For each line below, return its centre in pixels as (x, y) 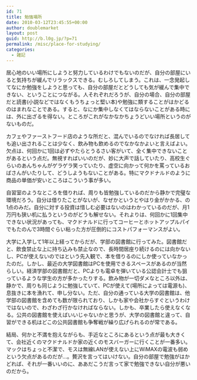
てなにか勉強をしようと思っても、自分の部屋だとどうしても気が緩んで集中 (95, 87)
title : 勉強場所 (24, 17)
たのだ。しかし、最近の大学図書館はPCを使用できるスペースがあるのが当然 (96, 263)
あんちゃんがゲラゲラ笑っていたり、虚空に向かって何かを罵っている (103, 165)
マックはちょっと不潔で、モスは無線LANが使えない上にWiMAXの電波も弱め (97, 349)
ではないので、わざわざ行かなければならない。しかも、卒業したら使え (91, 307)
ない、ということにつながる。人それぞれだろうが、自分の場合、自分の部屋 (101, 94)
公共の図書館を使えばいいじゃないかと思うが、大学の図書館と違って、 (101, 314)
